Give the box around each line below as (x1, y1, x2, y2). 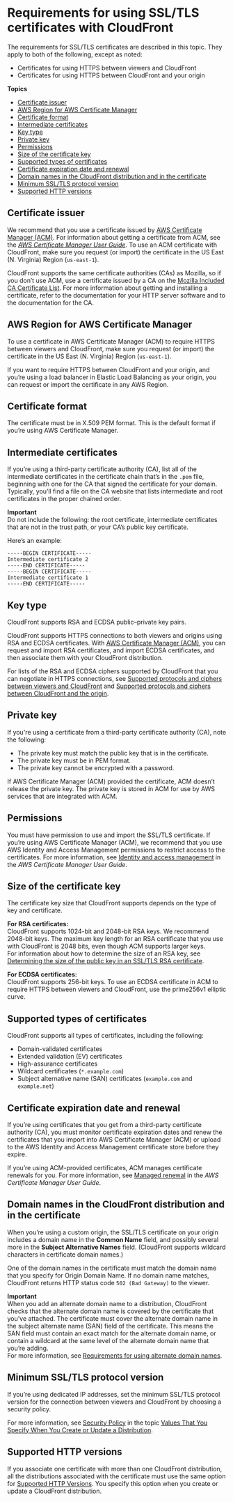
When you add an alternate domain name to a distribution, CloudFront (7, 1299, 207, 1308)
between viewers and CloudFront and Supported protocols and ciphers (7, 682, 211, 690)
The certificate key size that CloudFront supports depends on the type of (7, 899, 217, 907)
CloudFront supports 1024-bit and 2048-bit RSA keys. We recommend (7, 927, 209, 935)
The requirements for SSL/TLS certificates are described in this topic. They (7, 43, 223, 51)
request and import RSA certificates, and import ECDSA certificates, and (7, 646, 215, 654)
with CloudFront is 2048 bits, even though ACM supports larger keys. (7, 942, 206, 951)
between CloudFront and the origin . (7, 689, 109, 698)
